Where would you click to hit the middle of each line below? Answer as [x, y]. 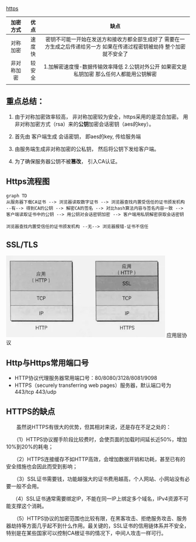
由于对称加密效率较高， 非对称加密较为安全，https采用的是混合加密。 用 [101, 116]
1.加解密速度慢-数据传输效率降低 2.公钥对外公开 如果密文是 [115, 66]
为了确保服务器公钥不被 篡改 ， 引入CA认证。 [67, 161]
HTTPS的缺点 [31, 412]
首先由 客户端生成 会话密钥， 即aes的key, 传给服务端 [78, 136]
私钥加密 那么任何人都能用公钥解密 [116, 74]
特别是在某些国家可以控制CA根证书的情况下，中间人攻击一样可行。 [86, 533]
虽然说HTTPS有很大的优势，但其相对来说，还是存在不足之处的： [94, 427]
